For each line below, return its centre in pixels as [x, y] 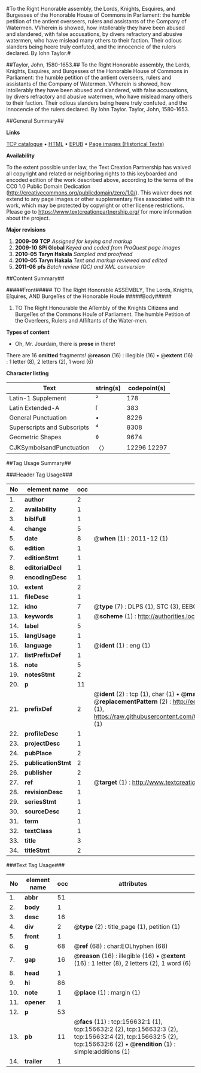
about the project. [28, 218]
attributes [133, 884]
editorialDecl [43, 568]
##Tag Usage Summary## [39, 463]
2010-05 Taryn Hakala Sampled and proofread [74, 254]
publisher [39, 773]
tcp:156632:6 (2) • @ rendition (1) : [125, 1044]
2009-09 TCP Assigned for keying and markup [74, 241]
